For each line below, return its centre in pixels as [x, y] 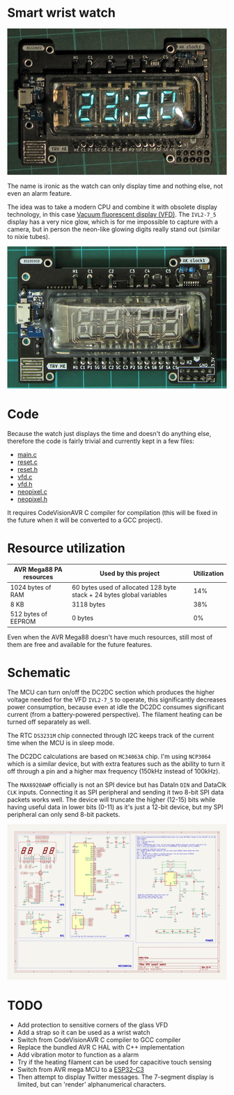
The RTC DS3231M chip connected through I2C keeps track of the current [111, 735]
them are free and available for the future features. [80, 644]
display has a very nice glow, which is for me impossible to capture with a [112, 222]
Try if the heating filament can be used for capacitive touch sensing [115, 1062]
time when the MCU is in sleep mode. [61, 743]
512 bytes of [29, 614]
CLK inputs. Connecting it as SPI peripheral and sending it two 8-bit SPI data [116, 792]
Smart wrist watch [62, 13]
